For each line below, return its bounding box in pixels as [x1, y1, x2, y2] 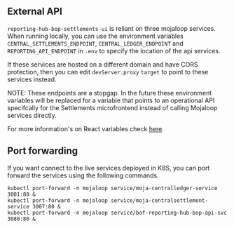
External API [7, 6, 63, 18]
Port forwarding [7, 145, 78, 157]
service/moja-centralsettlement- [111, 196, 209, 204]
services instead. [7, 75, 57, 83]
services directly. [7, 111, 57, 119]
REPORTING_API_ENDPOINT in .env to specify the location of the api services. [7, 46, 221, 55]
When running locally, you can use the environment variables [7, 32, 184, 40]
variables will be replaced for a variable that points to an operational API [7, 96, 215, 105]
